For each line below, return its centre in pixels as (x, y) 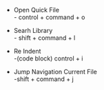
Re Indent (27, 51)
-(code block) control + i (48, 58)
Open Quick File (37, 10)
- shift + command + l (44, 38)
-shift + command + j (43, 79)
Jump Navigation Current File (55, 72)
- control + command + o (49, 17)
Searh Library (33, 31)
